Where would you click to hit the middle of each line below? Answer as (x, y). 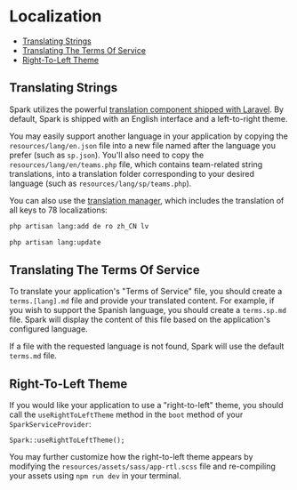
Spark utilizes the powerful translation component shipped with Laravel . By (147, 109)
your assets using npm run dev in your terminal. (95, 476)
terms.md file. (33, 356)
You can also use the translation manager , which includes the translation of (147, 200)
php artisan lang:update (55, 242)
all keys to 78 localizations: (59, 210)
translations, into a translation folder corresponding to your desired (132, 173)
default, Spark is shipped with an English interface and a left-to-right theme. (148, 118)
